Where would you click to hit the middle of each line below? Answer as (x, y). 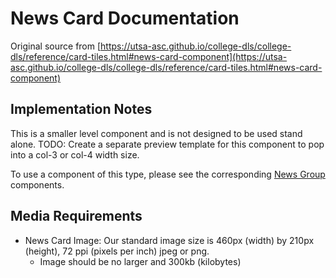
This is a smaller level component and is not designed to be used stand (156, 133)
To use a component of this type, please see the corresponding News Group (168, 174)
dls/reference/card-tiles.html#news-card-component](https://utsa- (149, 56)
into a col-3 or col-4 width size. (75, 154)
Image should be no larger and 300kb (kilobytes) (140, 261)
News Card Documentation (125, 18)
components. (37, 184)
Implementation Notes (81, 109)
